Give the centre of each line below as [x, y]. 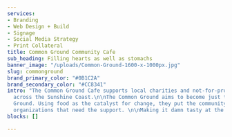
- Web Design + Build [38, 26]
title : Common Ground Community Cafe [61, 53]
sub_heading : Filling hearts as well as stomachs [80, 59]
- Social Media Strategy [43, 39]
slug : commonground [35, 71]
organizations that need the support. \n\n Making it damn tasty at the [119, 110]
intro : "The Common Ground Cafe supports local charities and [98, 91]
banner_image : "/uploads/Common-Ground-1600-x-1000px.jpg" [94, 65]
